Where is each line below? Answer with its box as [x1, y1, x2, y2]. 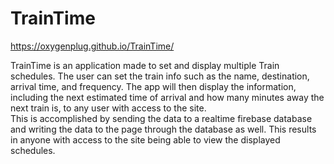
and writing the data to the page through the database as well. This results [10, 123, 317, 135]
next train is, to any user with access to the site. [10, 102, 207, 114]
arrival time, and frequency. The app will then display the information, [10, 80, 297, 92]
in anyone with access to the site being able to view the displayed [10, 133, 281, 146]
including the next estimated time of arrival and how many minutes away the [10, 91, 325, 103]
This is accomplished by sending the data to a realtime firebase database [10, 112, 313, 124]
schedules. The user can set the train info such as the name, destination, [10, 70, 310, 82]
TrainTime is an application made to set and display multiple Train [10, 59, 280, 71]
